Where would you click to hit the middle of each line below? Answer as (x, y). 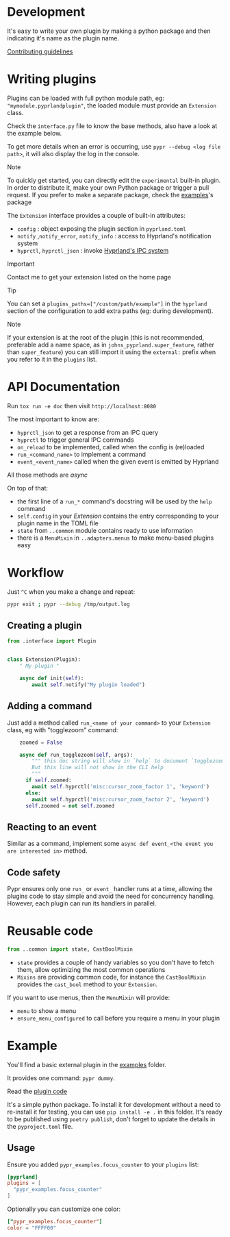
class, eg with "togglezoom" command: (63, 729)
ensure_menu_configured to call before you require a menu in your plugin (118, 1018)
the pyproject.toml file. (40, 1126)
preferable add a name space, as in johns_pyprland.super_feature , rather (111, 345)
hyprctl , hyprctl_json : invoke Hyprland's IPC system (93, 250)
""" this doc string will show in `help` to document (110, 761)
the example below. (35, 133)
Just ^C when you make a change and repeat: (71, 591)
